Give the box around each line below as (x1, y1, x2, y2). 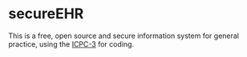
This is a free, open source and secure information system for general (8, 31, 239, 40)
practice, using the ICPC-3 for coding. (8, 39, 135, 48)
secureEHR (8, 5, 84, 23)
